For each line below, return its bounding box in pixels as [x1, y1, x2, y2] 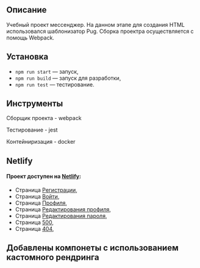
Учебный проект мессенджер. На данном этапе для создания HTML [6, 21, 185, 28]
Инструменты [6, 99, 63, 109]
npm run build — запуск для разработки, [15, 74, 121, 82]
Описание [6, 5, 47, 15]
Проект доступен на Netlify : [6, 173, 81, 180]
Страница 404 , [15, 225, 54, 233]
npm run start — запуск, [15, 68, 79, 75]
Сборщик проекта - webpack [6, 115, 82, 122]
